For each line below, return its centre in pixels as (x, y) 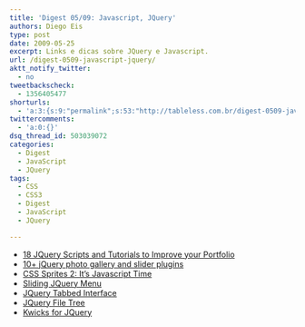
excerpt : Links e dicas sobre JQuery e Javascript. (109, 52)
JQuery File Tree (54, 302)
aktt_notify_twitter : (50, 69)
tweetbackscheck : (42, 85)
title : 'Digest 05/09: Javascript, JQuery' (93, 18)
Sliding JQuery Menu (62, 283)
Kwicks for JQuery (57, 312)
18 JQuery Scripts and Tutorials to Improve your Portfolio (128, 254)
